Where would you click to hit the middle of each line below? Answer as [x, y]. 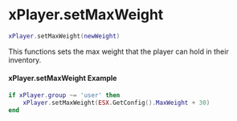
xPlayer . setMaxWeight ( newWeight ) [64, 36]
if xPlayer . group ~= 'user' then [64, 95]
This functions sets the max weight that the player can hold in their [118, 51]
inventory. [25, 60]
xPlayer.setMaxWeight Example [63, 79]
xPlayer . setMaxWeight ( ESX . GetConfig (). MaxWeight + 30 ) [116, 103]
